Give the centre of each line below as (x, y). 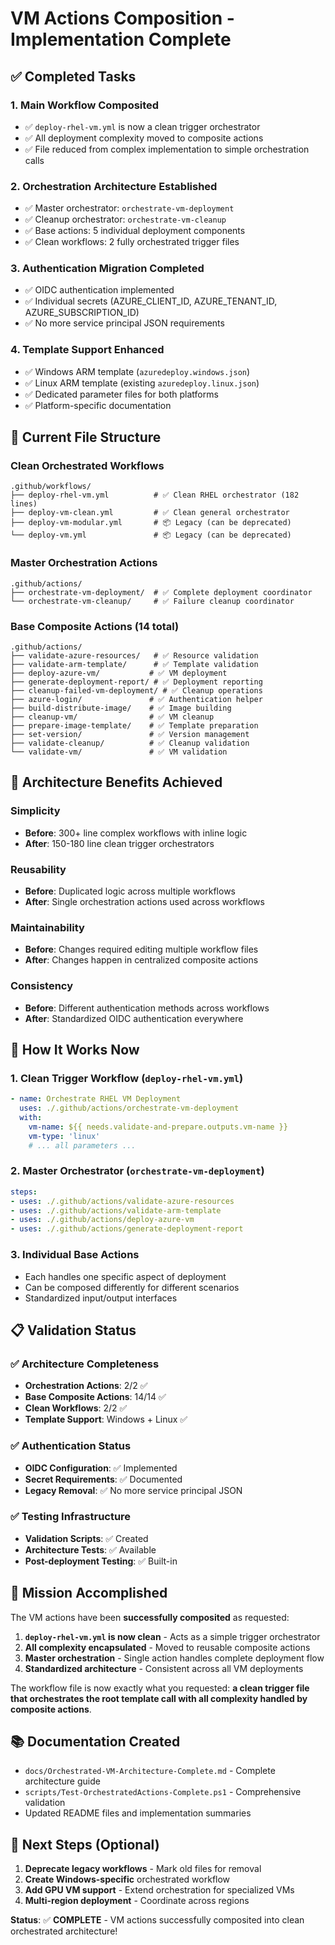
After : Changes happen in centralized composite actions (141, 960)
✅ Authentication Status (71, 1446)
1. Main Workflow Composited (85, 105)
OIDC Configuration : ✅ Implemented (101, 1468)
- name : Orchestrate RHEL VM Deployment (96, 1099)
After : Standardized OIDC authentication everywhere (134, 1018)
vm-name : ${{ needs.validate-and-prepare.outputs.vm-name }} (158, 1127)
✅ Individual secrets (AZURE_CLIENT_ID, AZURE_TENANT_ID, (151, 301)
